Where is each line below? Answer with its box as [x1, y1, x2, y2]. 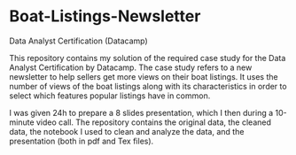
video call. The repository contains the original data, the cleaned [35, 117, 272, 128]
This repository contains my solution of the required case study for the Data [9, 52, 286, 63]
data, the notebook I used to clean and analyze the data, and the [9, 126, 245, 136]
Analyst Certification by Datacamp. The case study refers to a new [9, 62, 253, 73]
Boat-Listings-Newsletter [9, 6, 201, 27]
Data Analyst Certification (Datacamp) [9, 35, 148, 46]
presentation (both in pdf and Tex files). [9, 136, 154, 146]
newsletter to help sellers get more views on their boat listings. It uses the [9, 71, 278, 81]
